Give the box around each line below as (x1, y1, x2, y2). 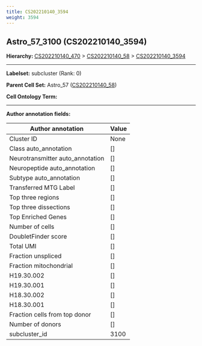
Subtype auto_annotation (9, 174, 80, 182)
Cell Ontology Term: (6, 93, 58, 100)
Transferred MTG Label (9, 184, 75, 192)
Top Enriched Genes (9, 213, 67, 221)
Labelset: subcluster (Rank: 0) (6, 70, 82, 77)
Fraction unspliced (9, 252, 62, 260)
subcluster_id (9, 330, 47, 338)
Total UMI (9, 242, 37, 250)
